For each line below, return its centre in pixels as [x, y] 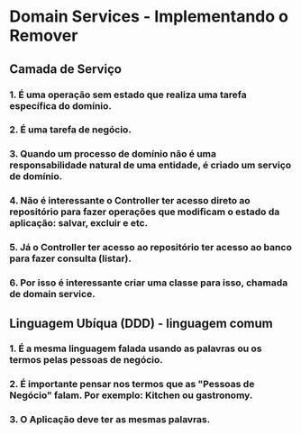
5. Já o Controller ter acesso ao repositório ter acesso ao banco [151, 248]
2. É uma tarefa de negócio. [71, 130]
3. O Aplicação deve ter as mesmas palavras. [110, 420]
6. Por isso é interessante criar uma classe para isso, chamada [149, 283]
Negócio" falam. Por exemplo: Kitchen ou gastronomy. [131, 395]
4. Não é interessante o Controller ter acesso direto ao [130, 201]
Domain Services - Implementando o [149, 17]
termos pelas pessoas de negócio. [87, 360]
